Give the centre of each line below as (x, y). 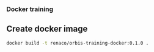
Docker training (30, 9)
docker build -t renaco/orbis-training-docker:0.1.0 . (78, 43)
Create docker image (47, 29)
